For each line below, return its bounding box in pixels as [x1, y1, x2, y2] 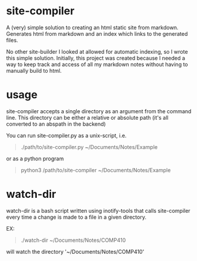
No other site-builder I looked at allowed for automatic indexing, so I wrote [6, 48, 189, 55]
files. [6, 36, 18, 44]
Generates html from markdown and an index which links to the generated [6, 30, 188, 37]
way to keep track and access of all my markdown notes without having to [6, 61, 189, 68]
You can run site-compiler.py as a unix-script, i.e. [6, 132, 127, 139]
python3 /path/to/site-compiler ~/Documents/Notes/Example [20, 166, 171, 173]
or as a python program [6, 155, 64, 162]
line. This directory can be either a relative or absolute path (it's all [6, 114, 168, 121]
